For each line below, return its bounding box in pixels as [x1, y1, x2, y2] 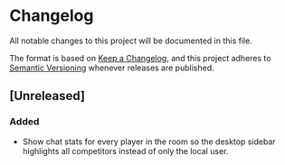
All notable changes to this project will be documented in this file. [9, 35, 253, 46]
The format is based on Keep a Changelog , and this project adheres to [9, 52, 271, 63]
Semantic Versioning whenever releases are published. [9, 62, 214, 73]
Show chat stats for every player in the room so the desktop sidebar [22, 136, 276, 147]
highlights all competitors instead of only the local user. [22, 145, 229, 156]
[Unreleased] [9, 88, 86, 104]
